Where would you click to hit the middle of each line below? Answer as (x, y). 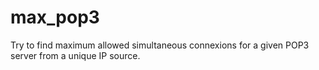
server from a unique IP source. (75, 55)
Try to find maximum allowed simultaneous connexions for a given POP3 (160, 45)
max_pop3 (55, 17)
